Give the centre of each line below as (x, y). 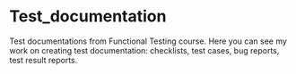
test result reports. (44, 60)
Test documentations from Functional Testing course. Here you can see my (148, 41)
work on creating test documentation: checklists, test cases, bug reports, (144, 50)
